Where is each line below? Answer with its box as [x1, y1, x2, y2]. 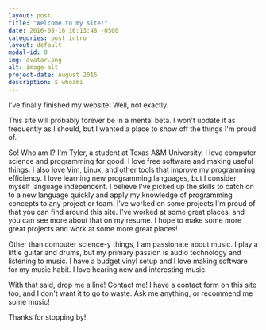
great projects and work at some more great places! [8, 223, 179, 233]
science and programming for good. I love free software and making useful [8, 156, 254, 165]
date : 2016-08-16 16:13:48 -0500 [8, 26, 119, 34]
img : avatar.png [8, 56, 62, 64]
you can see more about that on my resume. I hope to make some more [8, 215, 242, 225]
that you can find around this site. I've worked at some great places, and [8, 207, 245, 216]
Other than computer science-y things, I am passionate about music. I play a [8, 239, 258, 249]
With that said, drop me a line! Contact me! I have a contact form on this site [8, 280, 256, 289]
